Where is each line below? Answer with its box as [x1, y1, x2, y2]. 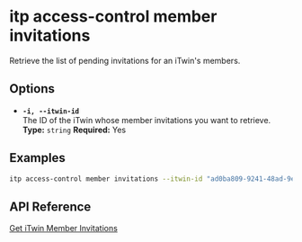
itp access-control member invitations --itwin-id [9, 174, 203, 184]
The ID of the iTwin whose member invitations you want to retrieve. [22, 114, 271, 125]
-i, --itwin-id [22, 106, 80, 116]
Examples [9, 150, 66, 166]
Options [9, 81, 56, 96]
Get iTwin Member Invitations [9, 223, 119, 234]
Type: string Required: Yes [22, 124, 127, 135]
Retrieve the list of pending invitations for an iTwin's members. [9, 55, 241, 66]
